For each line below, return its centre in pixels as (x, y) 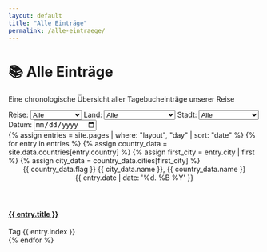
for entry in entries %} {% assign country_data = (88, 143)
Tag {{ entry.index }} (42, 232)
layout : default (35, 16)
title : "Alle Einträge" (48, 23)
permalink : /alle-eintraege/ (57, 30)
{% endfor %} (31, 240)
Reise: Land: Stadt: (103, 115)
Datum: (20, 125)
